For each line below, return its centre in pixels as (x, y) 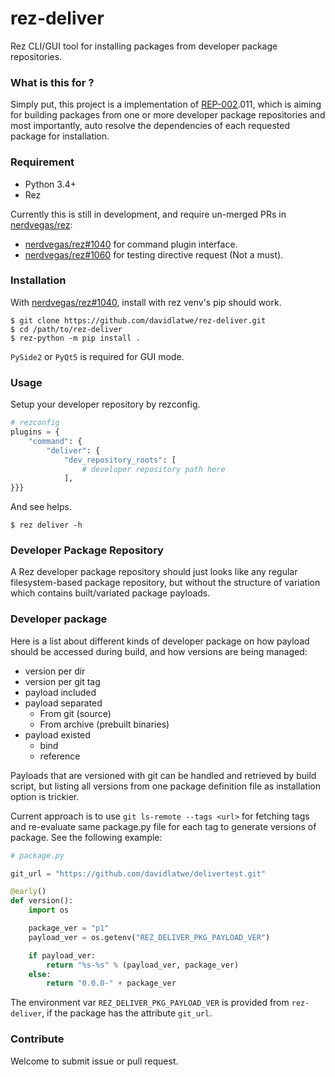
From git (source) (75, 713)
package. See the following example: (86, 837)
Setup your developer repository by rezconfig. (105, 404)
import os (49, 910)
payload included (60, 692)
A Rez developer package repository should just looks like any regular (154, 572)
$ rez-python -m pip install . (75, 338)
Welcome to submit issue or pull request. (94, 1061)
